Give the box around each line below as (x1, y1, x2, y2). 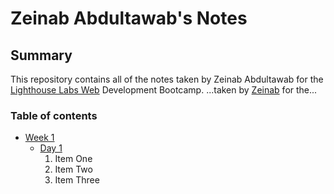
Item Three (54, 174, 100, 186)
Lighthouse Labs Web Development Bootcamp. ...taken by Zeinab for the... (10, 84, 318, 96)
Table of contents (10, 108, 98, 122)
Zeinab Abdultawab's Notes (10, 7, 248, 30)
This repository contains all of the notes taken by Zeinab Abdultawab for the (10, 73, 324, 85)
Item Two (54, 163, 93, 176)
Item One (54, 153, 93, 165)
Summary (10, 47, 73, 64)
